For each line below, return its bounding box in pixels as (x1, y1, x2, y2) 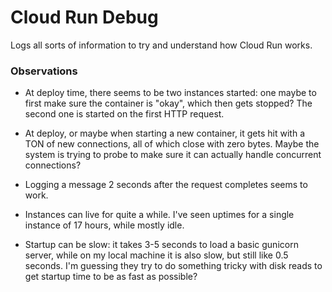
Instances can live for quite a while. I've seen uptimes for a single (24, 209, 295, 221)
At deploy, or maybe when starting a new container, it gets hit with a (24, 127, 305, 140)
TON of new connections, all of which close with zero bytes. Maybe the (24, 138, 320, 150)
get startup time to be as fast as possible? (24, 271, 198, 283)
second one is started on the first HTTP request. (24, 108, 225, 120)
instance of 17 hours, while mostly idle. (24, 219, 185, 231)
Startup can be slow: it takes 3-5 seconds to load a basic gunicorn (24, 239, 299, 251)
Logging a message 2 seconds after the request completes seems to (24, 179, 308, 191)
